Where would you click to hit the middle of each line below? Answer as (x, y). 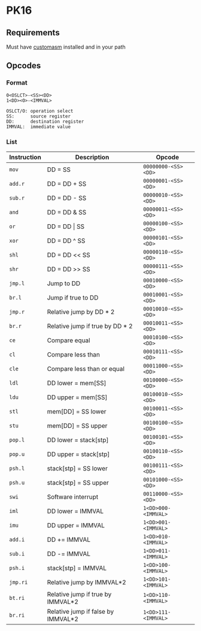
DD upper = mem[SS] (77, 397)
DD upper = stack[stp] (78, 454)
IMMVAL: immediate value (38, 126)
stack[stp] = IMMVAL (77, 568)
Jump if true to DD (73, 297)
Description (92, 157)
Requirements (33, 33)
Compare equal (69, 340)
